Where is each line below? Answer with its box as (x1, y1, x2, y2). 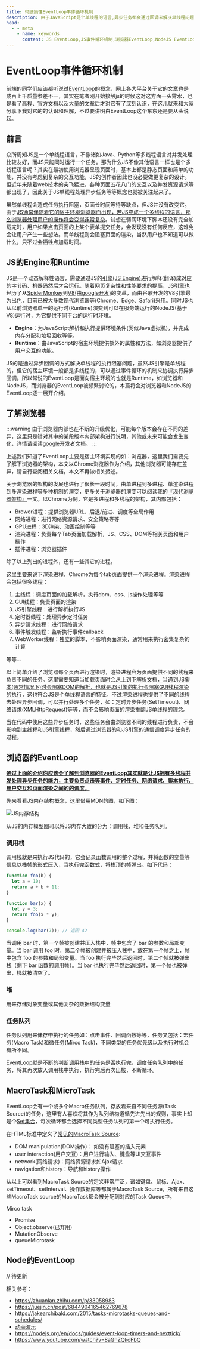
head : (6, 20, 20, 26)
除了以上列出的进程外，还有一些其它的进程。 (6, 558, 116, 565)
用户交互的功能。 (14, 347, 57, 354)
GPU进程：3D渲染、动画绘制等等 (14, 523, 96, 530)
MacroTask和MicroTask (6, 1086, 95, 1096)
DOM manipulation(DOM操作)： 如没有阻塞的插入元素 (14, 1142, 146, 1150)
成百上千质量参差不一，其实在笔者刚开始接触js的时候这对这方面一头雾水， (6, 92, 187, 99)
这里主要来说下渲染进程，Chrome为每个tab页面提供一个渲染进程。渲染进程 (6, 571, 190, 578)
